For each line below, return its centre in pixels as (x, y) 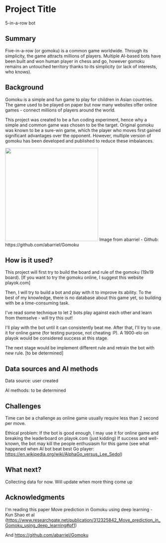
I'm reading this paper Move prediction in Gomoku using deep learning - (79, 509)
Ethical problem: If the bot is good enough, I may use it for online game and (82, 433)
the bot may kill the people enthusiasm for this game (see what (85, 443)
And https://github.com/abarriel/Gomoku (47, 535)
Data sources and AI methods (52, 369)
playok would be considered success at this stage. (57, 338)
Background (24, 87)
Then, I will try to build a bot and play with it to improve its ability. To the (78, 293)
